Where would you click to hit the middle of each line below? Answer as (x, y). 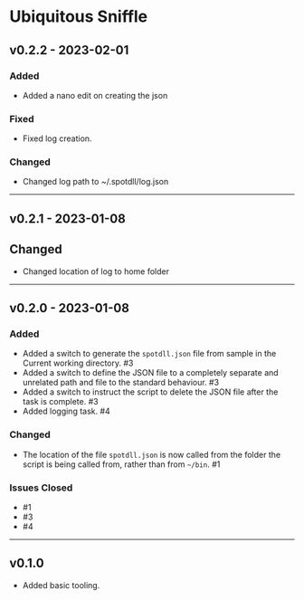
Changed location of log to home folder (96, 271)
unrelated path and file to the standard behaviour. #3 (121, 383)
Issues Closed (41, 488)
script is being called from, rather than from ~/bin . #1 (121, 464)
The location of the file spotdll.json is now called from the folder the (152, 454)
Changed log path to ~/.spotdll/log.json (95, 182)
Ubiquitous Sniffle (79, 17)
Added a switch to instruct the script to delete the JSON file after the (150, 392)
